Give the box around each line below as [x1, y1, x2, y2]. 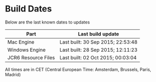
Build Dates [5, 3, 52, 14]
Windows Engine [7, 47, 46, 53]
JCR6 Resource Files [7, 54, 55, 61]
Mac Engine [7, 38, 35, 45]
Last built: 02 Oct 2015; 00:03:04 [60, 54, 137, 61]
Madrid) [5, 71, 21, 77]
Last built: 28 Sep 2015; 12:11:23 [60, 47, 138, 53]
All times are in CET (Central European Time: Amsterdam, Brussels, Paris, [5, 66, 152, 72]
